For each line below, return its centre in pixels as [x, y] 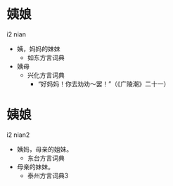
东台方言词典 [46, 158]
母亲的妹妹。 [35, 166]
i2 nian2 [18, 135]
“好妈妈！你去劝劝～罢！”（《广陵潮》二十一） [104, 84]
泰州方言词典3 [48, 175]
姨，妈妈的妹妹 [38, 48]
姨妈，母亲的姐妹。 [45, 149]
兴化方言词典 [46, 75]
